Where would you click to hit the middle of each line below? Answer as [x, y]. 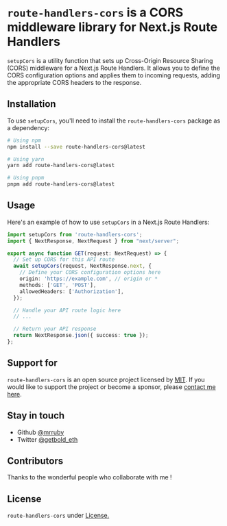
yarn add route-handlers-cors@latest [61, 166]
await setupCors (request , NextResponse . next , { [83, 266]
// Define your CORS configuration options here [90, 273]
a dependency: [28, 127]
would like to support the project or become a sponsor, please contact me [111, 387]
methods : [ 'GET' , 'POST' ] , [58, 285]
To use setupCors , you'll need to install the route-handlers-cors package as [114, 121]
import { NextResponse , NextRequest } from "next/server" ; [93, 241]
